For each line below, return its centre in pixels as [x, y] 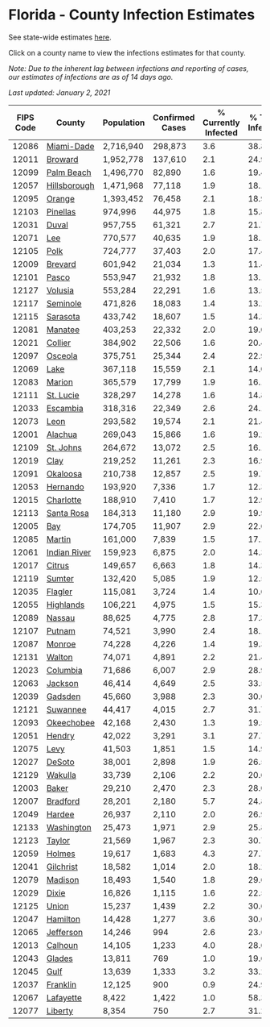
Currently [221, 123]
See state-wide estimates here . [60, 37]
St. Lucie [63, 395]
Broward [62, 159]
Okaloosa [64, 473]
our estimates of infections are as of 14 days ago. [91, 77]
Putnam [61, 630]
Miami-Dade [70, 146]
